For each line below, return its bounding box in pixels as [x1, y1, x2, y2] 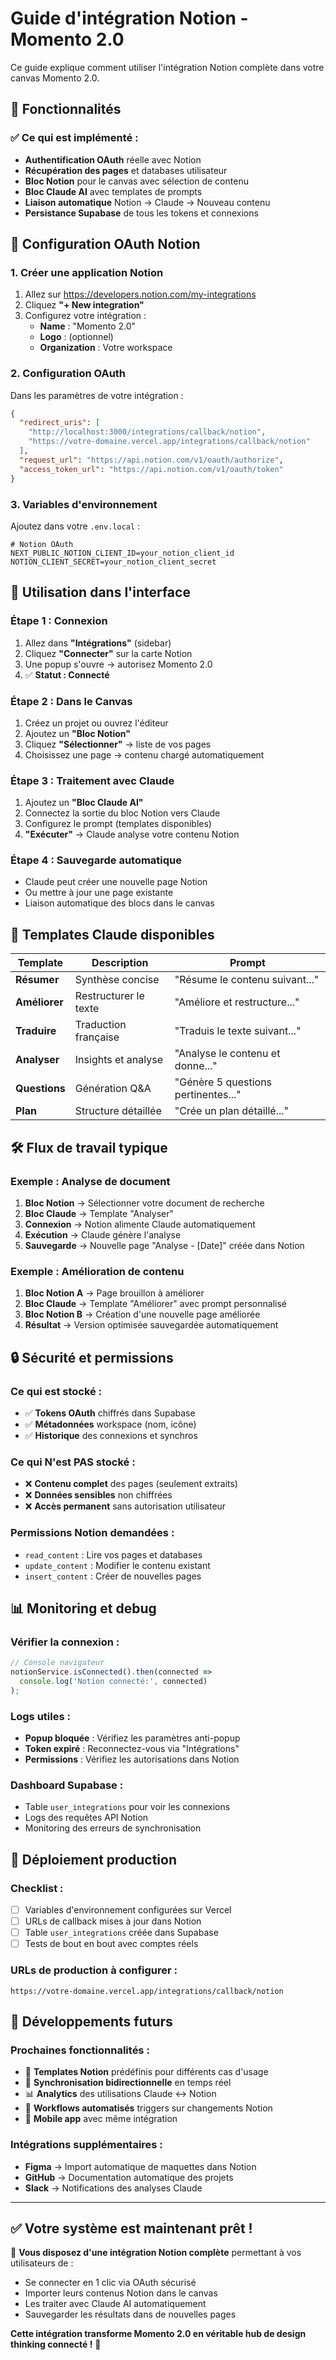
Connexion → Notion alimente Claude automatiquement [24, 1218, 256, 1230]
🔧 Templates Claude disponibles [10, 926, 215, 943]
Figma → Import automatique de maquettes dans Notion [24, 2160, 257, 2172]
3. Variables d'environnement [10, 497, 158, 511]
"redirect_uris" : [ [19, 418, 101, 428]
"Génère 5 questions [174, 1075, 273, 1089]
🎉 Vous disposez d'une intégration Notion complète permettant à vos [10, 2247, 302, 2259]
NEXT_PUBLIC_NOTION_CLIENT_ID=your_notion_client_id [10, 548, 235, 558]
